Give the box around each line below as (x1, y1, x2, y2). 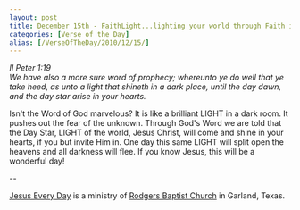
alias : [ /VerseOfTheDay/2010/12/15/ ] (9, 38, 150, 47)
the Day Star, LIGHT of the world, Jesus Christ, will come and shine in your (9, 127, 284, 139)
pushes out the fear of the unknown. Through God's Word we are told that (9, 118, 282, 129)
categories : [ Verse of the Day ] (9, 29, 129, 38)
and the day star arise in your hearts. (9, 91, 146, 102)
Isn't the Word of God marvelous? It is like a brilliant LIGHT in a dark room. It (9, 108, 288, 119)
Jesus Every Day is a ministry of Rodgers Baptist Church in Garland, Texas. (9, 190, 286, 201)
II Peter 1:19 (9, 63, 52, 73)
